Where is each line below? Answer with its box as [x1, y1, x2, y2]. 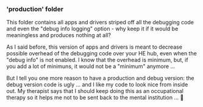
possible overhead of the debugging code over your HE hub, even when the [6, 50, 197, 57]
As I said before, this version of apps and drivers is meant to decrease [6, 43, 183, 50]
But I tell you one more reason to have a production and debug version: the [6, 75, 194, 82]
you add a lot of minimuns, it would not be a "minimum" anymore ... [6, 63, 176, 70]
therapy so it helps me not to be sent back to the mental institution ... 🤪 [6, 94, 184, 102]
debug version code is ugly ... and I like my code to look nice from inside [6, 81, 188, 88]
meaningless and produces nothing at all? [6, 32, 112, 39]
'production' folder [6, 5, 64, 13]
